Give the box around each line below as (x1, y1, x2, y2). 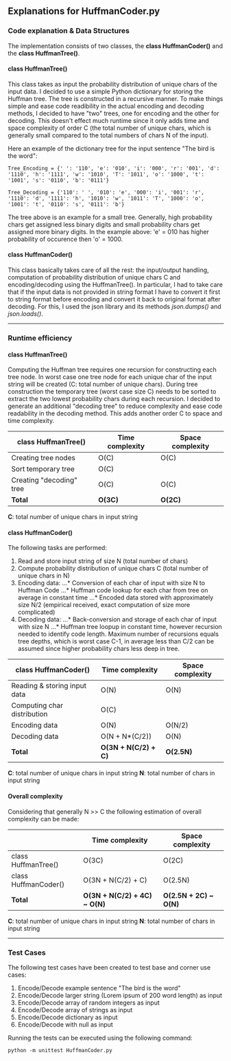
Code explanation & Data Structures (8, 26, 130, 36)
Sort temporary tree (11, 464, 75, 474)
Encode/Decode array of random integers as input (17, 999, 160, 1007)
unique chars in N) (17, 571, 71, 580)
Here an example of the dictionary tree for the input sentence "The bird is (8, 144, 215, 152)
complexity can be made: (8, 814, 80, 823)
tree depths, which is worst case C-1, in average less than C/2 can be (17, 637, 215, 646)
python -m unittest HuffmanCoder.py (8, 1047, 112, 1053)
